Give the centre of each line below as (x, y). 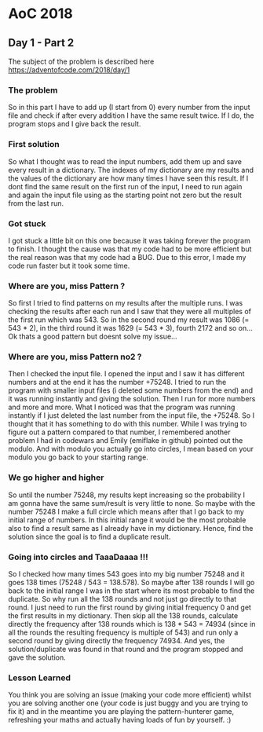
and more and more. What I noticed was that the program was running (122, 407)
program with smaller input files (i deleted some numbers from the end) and (131, 390)
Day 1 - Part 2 (41, 43)
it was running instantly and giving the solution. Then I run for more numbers (132, 399)
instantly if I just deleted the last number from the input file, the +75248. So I (131, 415)
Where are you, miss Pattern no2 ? (75, 357)
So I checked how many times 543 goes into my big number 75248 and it (126, 574)
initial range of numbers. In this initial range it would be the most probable (127, 520)
